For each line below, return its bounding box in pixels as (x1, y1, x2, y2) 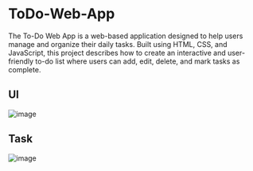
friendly (8, 56, 34, 66)
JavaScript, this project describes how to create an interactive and (8, 48, 227, 57)
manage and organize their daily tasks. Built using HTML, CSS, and (8, 39, 228, 49)
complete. (8, 64, 41, 74)
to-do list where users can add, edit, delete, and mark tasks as (35, 56, 240, 66)
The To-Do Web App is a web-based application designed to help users (8, 31, 243, 41)
